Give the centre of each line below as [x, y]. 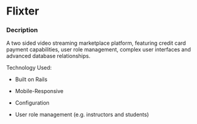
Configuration [32, 103]
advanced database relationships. [48, 56]
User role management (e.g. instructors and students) [82, 115]
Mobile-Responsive [39, 91]
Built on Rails [31, 79]
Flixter [23, 11]
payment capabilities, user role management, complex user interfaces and [99, 50]
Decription [22, 30]
